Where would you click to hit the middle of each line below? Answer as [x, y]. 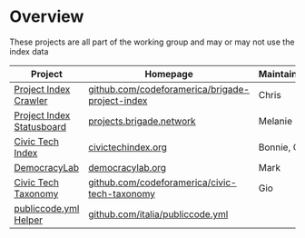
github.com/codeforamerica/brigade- [168, 89]
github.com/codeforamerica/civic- [162, 182]
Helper [29, 220]
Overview [47, 17]
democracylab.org [127, 167]
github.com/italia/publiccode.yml [158, 213]
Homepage [169, 74]
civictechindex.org [128, 147]
